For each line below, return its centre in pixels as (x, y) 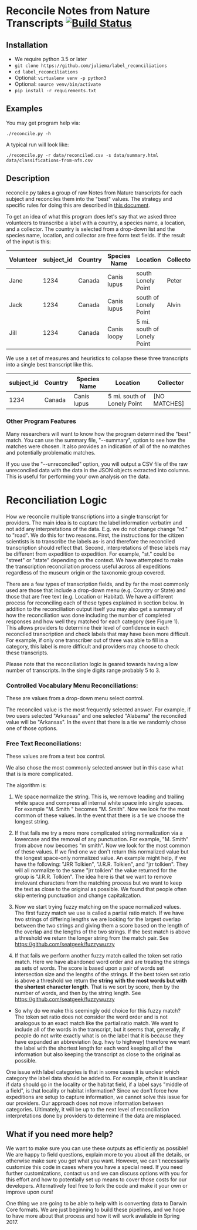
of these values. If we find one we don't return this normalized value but (101, 852)
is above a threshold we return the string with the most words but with (101, 981)
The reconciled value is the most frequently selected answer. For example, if (98, 710)
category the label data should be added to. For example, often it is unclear (97, 1078)
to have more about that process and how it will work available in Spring (93, 1216)
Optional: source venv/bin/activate (58, 84)
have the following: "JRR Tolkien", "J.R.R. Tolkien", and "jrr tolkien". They (101, 864)
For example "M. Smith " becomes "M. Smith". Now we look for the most (102, 809)
